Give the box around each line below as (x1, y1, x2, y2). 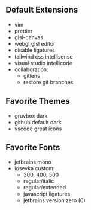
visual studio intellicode (14, 59, 73, 66)
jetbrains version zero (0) (23, 197, 86, 204)
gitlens (23, 72, 40, 79)
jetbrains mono (14, 158, 51, 165)
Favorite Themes (5, 96, 70, 106)
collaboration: (14, 66, 48, 73)
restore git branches (23, 78, 74, 86)
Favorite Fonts (5, 142, 60, 153)
